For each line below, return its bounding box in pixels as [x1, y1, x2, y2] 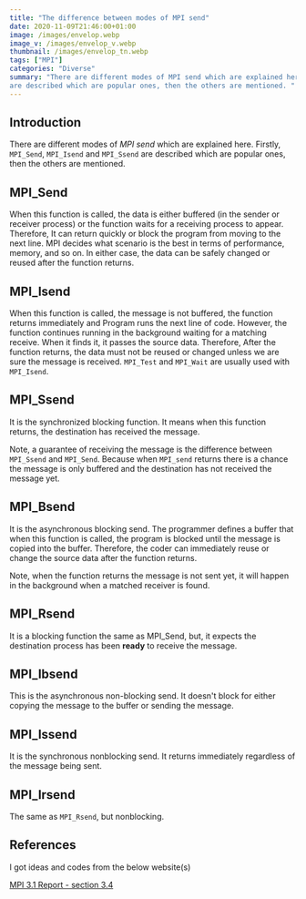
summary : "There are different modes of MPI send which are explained [9, 73, 283, 82]
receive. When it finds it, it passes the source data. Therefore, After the [9, 337, 276, 348]
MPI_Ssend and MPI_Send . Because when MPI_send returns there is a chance [9, 453, 289, 465]
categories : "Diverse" [9, 65, 96, 74]
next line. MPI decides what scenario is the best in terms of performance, [9, 238, 285, 249]
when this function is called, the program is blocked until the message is [9, 533, 280, 544]
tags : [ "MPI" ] [9, 56, 64, 65]
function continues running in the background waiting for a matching [9, 327, 267, 338]
